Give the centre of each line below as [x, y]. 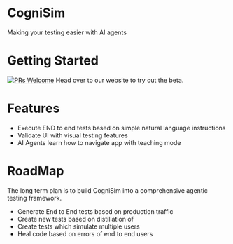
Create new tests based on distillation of [76, 219]
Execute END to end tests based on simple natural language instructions [121, 128]
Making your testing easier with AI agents [67, 32]
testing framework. [35, 198]
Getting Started [53, 61]
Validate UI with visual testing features [72, 135]
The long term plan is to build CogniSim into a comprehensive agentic [108, 190]
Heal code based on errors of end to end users [85, 233]
